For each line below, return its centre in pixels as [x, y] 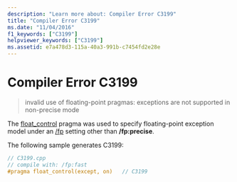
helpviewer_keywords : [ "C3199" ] [55, 41]
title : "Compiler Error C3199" [54, 21]
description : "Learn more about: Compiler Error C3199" [92, 14]
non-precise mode [52, 110]
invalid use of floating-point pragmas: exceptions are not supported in [127, 102]
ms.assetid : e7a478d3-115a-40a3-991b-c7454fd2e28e [84, 47]
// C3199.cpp [27, 158]
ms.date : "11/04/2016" [41, 27]
